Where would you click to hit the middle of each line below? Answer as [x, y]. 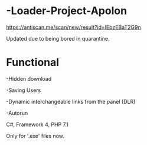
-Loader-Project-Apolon [67, 11]
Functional [33, 62]
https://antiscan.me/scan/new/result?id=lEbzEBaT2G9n [73, 27]
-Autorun [17, 113]
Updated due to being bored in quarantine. [58, 38]
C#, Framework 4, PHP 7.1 [37, 124]
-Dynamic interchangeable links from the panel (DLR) [71, 101]
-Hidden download [29, 78]
